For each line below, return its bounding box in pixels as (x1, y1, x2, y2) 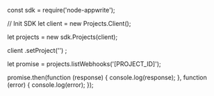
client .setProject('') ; (7, 47, 67, 54)
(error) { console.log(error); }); (7, 81, 94, 89)
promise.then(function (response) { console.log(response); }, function (7, 73, 207, 81)
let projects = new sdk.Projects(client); (7, 33, 118, 41)
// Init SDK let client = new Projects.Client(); (7, 19, 131, 27)
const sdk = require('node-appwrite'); (7, 6, 116, 14)
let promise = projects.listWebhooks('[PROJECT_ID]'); (7, 60, 161, 68)
